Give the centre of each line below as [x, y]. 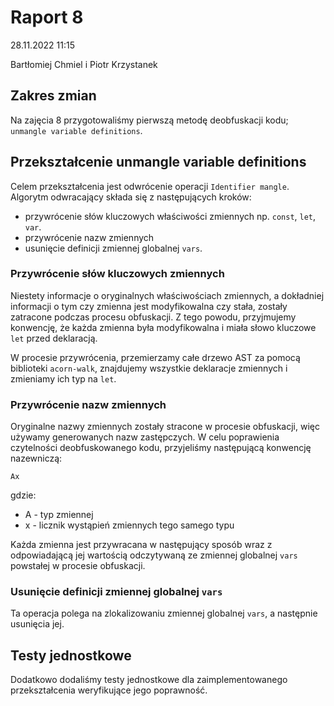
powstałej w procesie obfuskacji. [78, 566]
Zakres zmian [53, 96]
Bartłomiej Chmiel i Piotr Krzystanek [84, 64]
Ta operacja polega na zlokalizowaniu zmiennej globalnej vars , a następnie [164, 613]
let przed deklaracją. [54, 338]
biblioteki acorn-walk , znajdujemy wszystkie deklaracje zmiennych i [149, 368]
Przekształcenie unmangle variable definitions [158, 162]
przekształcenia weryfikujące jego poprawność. [109, 690]
